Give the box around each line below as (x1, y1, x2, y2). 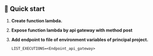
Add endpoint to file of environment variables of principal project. (11, 37, 149, 42)
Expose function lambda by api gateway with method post (11, 27, 133, 33)
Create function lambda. (11, 18, 62, 23)
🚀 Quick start (4, 5, 45, 13)
